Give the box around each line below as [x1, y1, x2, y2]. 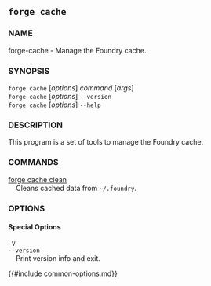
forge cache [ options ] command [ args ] [8, 82, 135, 93]
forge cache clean [8, 174, 67, 184]
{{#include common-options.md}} [8, 269, 118, 278]
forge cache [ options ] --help [8, 100, 101, 109]
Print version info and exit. [15, 253, 100, 262]
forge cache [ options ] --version [8, 91, 112, 101]
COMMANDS [8, 157, 59, 168]
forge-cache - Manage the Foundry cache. [8, 46, 147, 55]
